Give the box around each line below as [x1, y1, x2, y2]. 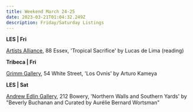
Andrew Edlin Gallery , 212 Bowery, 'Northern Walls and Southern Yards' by [6, 93, 187, 100]
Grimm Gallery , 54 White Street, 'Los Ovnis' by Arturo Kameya [6, 70, 158, 77]
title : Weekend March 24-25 [6, 8, 76, 15]
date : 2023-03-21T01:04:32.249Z [6, 14, 86, 20]
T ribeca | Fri [6, 58, 37, 65]
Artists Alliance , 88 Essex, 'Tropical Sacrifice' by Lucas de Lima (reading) [6, 47, 184, 54]
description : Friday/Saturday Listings [6, 19, 104, 25]
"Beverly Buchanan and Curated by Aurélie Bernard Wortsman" [6, 99, 160, 106]
